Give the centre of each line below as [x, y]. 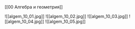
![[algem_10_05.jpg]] [66, 22]
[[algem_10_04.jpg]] [24, 22]
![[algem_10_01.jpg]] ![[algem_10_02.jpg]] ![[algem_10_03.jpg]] [66, 16]
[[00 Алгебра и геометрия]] [34, 7]
